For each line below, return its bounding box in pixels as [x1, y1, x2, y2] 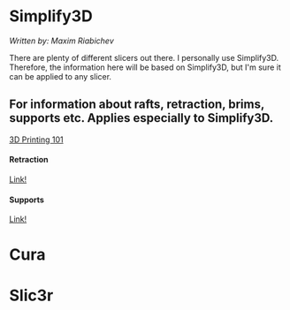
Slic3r [9, 285, 54, 306]
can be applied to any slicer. [9, 71, 112, 81]
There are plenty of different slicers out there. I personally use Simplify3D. [9, 52, 279, 63]
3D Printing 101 [9, 134, 64, 145]
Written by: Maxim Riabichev [9, 35, 114, 46]
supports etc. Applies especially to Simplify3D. [9, 110, 274, 125]
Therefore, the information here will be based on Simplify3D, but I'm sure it [9, 62, 281, 72]
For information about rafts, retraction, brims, [9, 97, 265, 112]
